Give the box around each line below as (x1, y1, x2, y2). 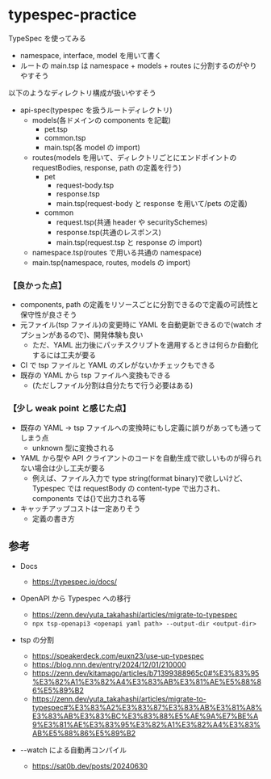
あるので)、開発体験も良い (55, 330, 144, 340)
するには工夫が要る (31, 350, 97, 360)
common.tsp (44, 133, 86, 142)
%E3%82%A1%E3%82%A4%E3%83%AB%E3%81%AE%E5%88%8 (31, 677, 262, 687)
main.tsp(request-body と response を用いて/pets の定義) (56, 198, 248, 208)
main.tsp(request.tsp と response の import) (56, 237, 203, 247)
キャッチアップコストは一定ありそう (19, 503, 141, 513)
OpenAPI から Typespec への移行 (19, 594, 131, 604)
